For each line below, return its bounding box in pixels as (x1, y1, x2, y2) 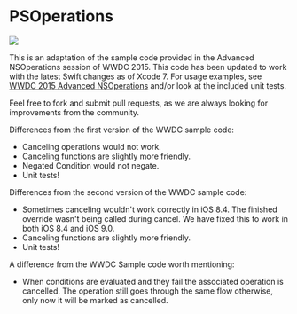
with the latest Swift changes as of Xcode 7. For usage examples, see (9, 71, 262, 82)
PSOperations (9, 6, 113, 27)
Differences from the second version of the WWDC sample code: (9, 186, 247, 197)
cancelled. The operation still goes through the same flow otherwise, (21, 286, 273, 296)
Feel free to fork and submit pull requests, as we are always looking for (9, 98, 269, 108)
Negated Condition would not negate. (21, 160, 160, 170)
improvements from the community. (9, 106, 140, 117)
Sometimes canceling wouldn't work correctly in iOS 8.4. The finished (21, 204, 277, 215)
